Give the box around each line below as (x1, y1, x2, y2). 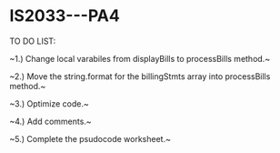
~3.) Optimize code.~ (9, 97, 89, 109)
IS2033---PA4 (9, 5, 120, 26)
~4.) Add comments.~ (9, 116, 93, 127)
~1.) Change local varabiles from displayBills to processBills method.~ (9, 53, 271, 64)
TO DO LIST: (9, 36, 56, 46)
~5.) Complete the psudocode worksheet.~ (9, 133, 171, 144)
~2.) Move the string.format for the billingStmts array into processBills (9, 70, 271, 82)
